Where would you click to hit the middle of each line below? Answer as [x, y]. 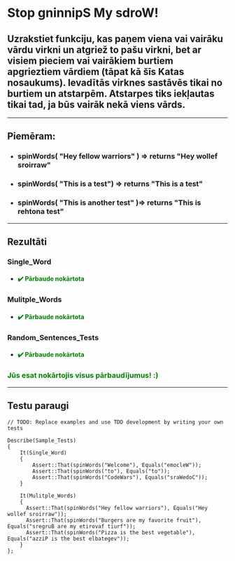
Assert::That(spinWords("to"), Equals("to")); [101, 471]
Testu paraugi [38, 406]
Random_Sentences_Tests [53, 337]
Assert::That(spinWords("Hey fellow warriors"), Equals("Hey [117, 508]
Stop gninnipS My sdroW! [83, 13]
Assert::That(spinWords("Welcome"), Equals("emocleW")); [117, 465]
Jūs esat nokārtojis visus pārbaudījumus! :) [83, 375]
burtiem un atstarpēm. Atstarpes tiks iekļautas [111, 94]
